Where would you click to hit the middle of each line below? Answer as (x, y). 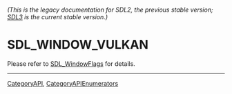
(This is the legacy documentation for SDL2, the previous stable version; (110, 10)
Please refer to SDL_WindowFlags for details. (71, 63)
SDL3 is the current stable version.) (58, 16)
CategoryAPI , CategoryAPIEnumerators (63, 83)
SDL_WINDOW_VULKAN (78, 44)
